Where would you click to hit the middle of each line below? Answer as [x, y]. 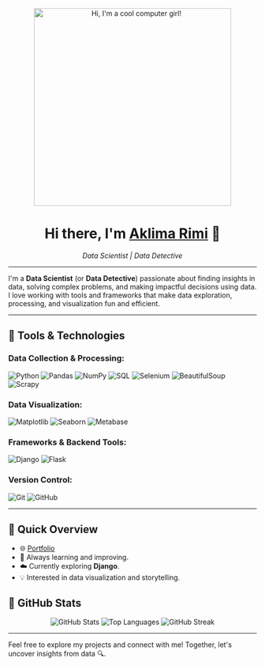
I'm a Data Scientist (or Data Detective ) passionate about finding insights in [132, 278]
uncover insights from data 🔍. [57, 654]
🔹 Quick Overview [53, 529]
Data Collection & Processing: [66, 358]
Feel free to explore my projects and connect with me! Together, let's [120, 645]
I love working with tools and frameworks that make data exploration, [120, 295]
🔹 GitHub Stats [45, 603]
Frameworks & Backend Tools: [67, 442]
